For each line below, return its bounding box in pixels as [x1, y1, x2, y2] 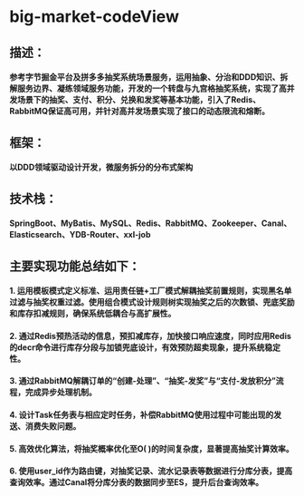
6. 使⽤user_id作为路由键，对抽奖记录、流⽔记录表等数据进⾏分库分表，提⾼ [9, 465, 293, 477]
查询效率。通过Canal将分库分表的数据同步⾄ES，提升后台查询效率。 [9, 477, 264, 488]
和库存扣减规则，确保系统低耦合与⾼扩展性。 [9, 308, 176, 319]
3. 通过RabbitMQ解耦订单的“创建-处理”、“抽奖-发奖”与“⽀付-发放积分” [9, 375, 276, 386]
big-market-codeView [9, 6, 179, 27]
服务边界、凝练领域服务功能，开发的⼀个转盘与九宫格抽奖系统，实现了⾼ [16, 83, 287, 94]
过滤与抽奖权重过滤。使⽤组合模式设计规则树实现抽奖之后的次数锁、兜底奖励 [9, 297, 295, 307]
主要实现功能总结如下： [9, 258, 140, 274]
